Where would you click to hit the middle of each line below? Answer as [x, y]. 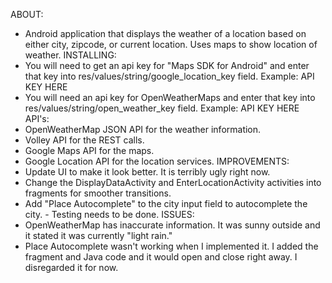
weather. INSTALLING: [70, 55]
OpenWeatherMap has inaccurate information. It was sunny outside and [172, 225]
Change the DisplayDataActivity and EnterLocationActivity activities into [173, 182]
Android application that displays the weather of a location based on [165, 33]
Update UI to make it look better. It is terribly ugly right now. [147, 172]
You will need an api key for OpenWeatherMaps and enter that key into [170, 97]
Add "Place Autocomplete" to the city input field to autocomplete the [166, 203]
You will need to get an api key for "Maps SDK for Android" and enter [167, 65]
